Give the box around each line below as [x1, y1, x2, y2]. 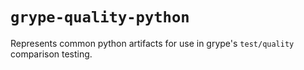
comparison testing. [10, 48, 93, 60]
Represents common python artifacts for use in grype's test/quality [10, 37, 295, 49]
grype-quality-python [10, 8, 190, 27]
